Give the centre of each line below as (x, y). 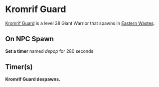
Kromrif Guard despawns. (33, 79)
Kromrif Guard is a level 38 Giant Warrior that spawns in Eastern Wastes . (80, 23)
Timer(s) (19, 67)
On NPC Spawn (30, 39)
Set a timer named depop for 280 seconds (49, 51)
